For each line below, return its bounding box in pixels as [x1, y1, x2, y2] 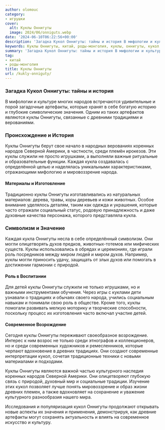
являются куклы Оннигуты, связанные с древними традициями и [5, 114, 143, 121]
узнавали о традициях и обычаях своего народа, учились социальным [5, 295, 154, 301]
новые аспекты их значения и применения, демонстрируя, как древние [5, 409, 157, 415]
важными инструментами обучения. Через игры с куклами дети [5, 289, 141, 295]
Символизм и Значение [5, 224, 65, 231]
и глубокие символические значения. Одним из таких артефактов [5, 109, 144, 115]
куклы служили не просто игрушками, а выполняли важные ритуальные [5, 154, 158, 159]
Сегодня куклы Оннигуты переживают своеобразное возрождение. [5, 333, 148, 338]
